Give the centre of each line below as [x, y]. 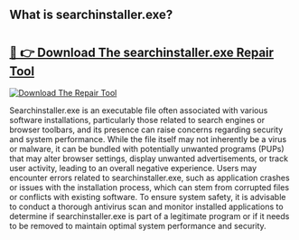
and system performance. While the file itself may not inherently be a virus [148, 139]
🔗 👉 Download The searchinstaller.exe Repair [141, 52]
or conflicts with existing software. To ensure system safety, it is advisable [148, 197]
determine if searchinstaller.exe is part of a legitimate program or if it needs [149, 216]
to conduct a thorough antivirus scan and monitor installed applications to [146, 206]
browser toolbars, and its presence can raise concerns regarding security [146, 130]
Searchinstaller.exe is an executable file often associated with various [139, 110]
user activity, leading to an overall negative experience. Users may [133, 168]
